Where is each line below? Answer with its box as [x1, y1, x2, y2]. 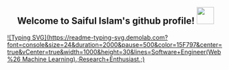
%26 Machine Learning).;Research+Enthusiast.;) [7, 55, 145, 63]
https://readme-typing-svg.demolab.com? [48, 33, 168, 41]
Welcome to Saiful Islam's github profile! [17, 15, 195, 27]
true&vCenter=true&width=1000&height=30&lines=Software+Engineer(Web [7, 48, 221, 56]
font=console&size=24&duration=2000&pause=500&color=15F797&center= [7, 40, 223, 48]
